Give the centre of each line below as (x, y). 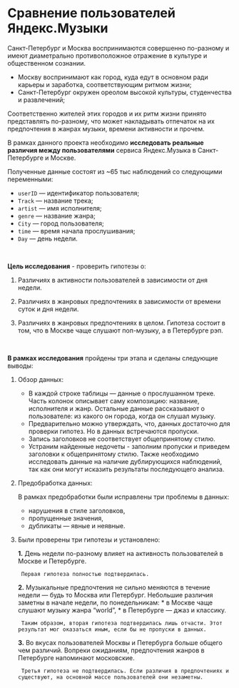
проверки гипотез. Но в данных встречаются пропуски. (113, 431)
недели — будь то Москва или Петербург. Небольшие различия (115, 595)
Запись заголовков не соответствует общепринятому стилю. (122, 439)
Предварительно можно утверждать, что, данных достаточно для (129, 423)
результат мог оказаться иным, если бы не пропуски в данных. (112, 629)
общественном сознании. (47, 63)
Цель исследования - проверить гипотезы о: (77, 266)
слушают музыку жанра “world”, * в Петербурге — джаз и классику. (122, 610)
